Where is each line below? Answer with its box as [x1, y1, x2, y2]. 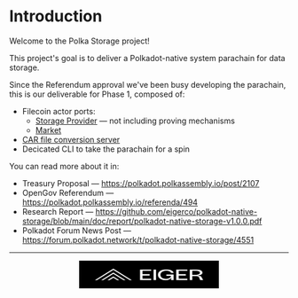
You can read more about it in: [9, 161, 120, 171]
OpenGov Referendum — [21, 187, 114, 198]
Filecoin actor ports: [21, 106, 96, 116]
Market [35, 124, 62, 135]
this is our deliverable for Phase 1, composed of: [9, 89, 185, 99]
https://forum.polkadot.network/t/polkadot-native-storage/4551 [21, 234, 255, 245]
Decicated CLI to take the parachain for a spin [21, 144, 191, 154]
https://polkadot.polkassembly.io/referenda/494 [21, 197, 198, 208]
